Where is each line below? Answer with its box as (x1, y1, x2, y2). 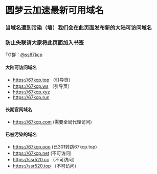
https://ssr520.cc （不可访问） (12, 157, 78, 163)
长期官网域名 (5, 107, 32, 113)
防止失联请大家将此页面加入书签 (5, 39, 84, 46)
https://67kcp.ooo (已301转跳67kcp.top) (12, 144, 97, 150)
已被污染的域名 (5, 131, 37, 138)
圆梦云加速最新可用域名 (5, 5, 104, 16)
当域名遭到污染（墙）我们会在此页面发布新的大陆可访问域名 (5, 24, 152, 31)
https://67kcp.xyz (12, 89, 50, 95)
